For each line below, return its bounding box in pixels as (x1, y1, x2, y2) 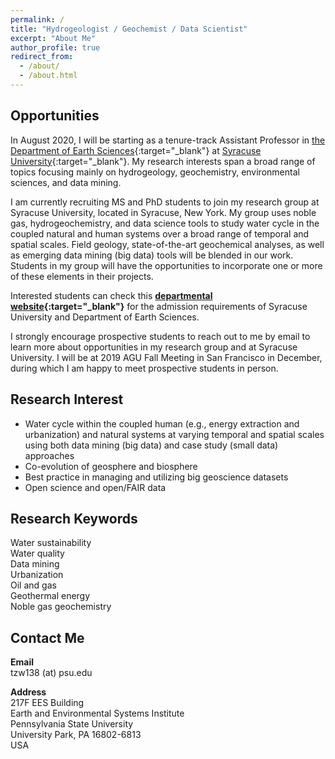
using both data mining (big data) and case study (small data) (24, 439, 279, 451)
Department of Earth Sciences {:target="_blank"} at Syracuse (10, 144, 262, 156)
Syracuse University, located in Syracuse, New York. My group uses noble (10, 206, 317, 218)
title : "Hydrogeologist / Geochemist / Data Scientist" (10, 24, 248, 34)
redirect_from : (10, 52, 74, 62)
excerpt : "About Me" (10, 33, 97, 43)
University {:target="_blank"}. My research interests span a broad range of (10, 155, 316, 167)
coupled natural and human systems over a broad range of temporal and (10, 227, 310, 240)
